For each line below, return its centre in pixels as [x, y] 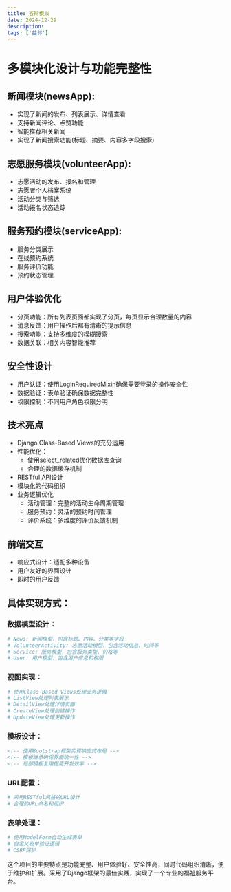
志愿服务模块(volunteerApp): [69, 163]
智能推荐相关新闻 [41, 131]
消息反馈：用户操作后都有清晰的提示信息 [74, 325]
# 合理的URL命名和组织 [35, 804]
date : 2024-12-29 [32, 20]
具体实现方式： [39, 603]
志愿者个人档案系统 [44, 191]
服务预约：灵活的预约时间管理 [69, 512]
